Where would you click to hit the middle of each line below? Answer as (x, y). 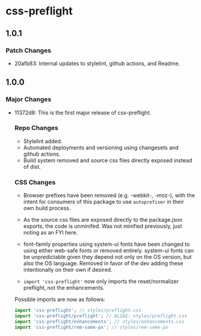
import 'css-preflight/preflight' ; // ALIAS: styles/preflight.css (101, 316)
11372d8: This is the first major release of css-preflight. (83, 112)
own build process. (47, 208)
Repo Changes (36, 128)
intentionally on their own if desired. (68, 270)
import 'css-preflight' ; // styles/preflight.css (78, 311)
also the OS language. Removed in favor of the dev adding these (103, 263)
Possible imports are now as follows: (60, 299)
